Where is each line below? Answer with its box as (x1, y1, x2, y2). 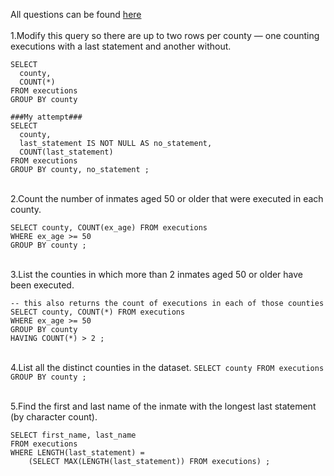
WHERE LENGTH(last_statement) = (10, 448, 145, 458)
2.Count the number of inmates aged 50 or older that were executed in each (10, 193, 324, 204)
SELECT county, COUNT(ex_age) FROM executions (10, 223, 208, 233)
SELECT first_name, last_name (10, 430, 137, 440)
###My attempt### (10, 112, 83, 122)
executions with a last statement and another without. (10, 40, 232, 52)
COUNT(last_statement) (19, 147, 114, 157)
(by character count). (10, 411, 98, 423)
